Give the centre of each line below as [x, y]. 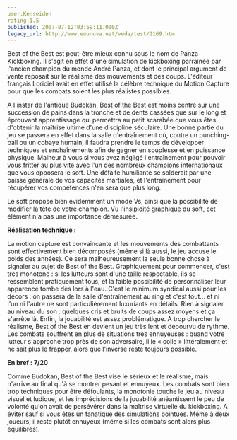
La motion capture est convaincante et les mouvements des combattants [113, 244]
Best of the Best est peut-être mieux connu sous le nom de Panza [103, 54]
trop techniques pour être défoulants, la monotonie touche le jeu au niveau [116, 392]
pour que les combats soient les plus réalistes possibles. [89, 91]
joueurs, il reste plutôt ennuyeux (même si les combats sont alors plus [109, 422]
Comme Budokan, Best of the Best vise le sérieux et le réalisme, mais [108, 376]
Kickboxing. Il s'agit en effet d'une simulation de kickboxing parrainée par [114, 62]
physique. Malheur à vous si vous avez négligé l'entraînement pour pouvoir [116, 158]
